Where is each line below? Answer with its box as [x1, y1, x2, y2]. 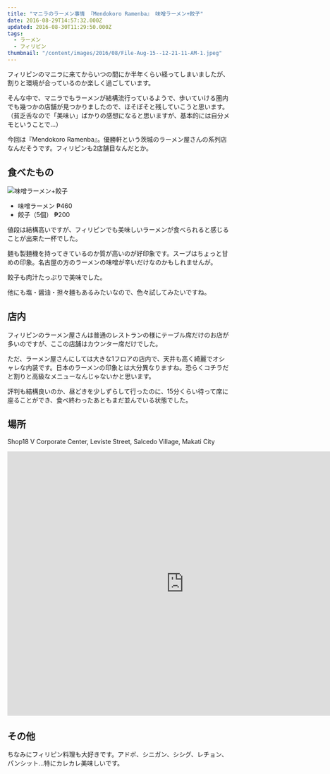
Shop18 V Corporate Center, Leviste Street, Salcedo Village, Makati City [7, 438, 215, 446]
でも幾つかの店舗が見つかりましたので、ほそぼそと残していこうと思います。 [7, 102, 229, 111]
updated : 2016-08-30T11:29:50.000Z [7, 23, 112, 30]
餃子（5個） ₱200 [17, 210, 71, 219]
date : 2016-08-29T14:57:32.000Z [7, 17, 102, 24]
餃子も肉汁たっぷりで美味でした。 [7, 273, 106, 281]
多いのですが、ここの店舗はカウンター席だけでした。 [7, 339, 162, 348]
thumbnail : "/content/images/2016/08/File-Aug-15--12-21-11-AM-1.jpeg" [7, 50, 222, 57]
